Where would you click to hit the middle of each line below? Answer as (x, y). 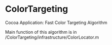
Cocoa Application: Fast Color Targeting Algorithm (56, 22)
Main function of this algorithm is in (41, 32)
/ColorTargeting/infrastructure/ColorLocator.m (52, 37)
